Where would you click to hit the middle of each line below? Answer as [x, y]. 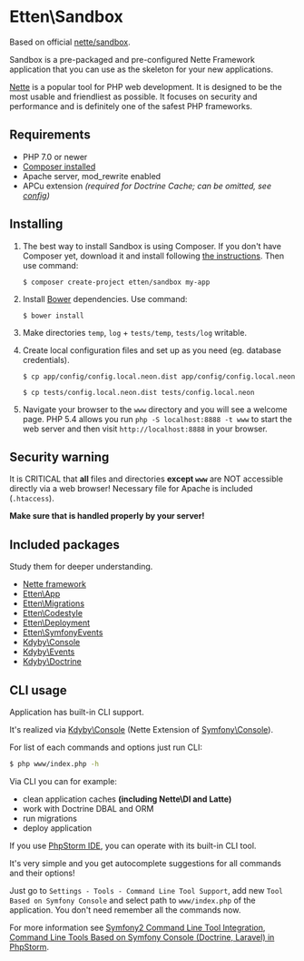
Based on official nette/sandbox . [70, 42]
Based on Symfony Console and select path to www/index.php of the [132, 900]
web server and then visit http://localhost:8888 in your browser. [145, 429]
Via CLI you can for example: [64, 781]
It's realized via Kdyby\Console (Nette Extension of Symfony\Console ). [142, 729]
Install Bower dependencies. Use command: [105, 298]
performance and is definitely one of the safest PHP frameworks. [131, 106]
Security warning [59, 457]
